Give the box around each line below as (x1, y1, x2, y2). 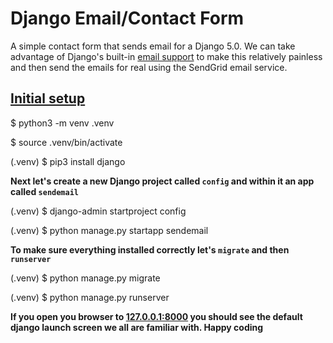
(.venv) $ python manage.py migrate (10, 272, 161, 284)
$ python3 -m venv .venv (10, 117, 115, 129)
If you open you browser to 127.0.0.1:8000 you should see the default (10, 310, 303, 322)
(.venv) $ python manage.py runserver (10, 291, 170, 303)
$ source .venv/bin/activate (10, 136, 123, 148)
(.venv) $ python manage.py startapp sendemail (10, 224, 209, 236)
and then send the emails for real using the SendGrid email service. (10, 61, 288, 73)
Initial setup (10, 90, 86, 107)
